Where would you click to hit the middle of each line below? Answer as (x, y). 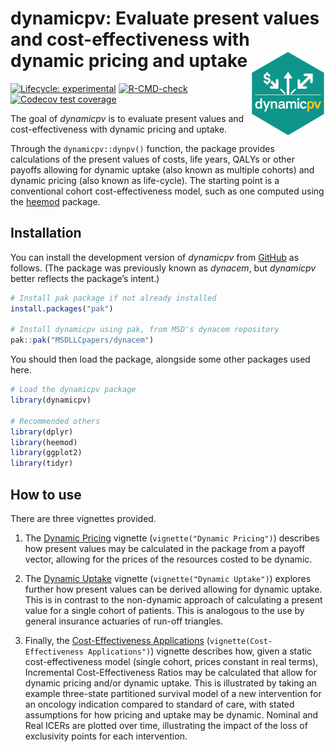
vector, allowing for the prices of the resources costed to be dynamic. (168, 559)
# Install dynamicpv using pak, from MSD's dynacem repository (145, 330)
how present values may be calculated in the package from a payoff (165, 548)
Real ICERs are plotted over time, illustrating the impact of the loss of (166, 725)
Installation (46, 233)
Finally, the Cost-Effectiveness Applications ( (117, 640)
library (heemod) (44, 442)
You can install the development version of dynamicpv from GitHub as (155, 257)
